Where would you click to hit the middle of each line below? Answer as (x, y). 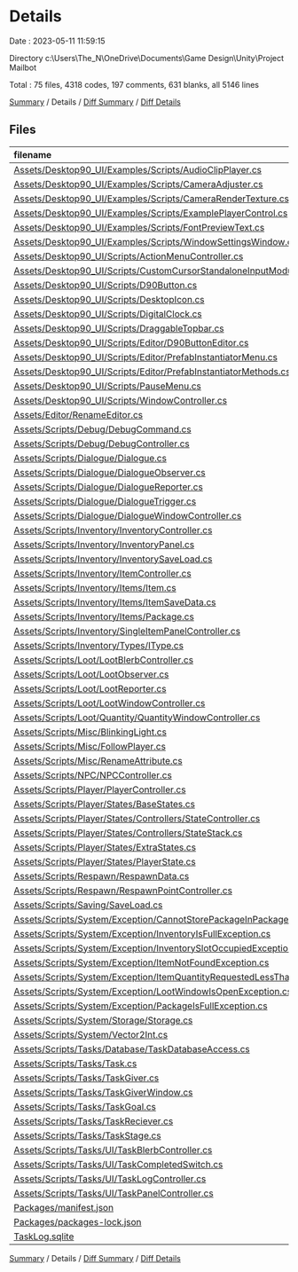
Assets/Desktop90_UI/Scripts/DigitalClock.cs (108, 314)
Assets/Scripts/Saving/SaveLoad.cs (88, 905)
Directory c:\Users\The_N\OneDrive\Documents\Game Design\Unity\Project (147, 58)
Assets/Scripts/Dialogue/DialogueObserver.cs (110, 472)
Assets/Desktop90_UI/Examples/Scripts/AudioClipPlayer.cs (137, 169)
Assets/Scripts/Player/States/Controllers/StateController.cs (137, 818)
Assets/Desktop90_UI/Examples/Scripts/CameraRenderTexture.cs (152, 199)
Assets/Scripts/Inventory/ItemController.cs (103, 573)
